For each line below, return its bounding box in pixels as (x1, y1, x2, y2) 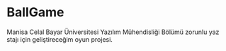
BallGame (6, 4, 64, 21)
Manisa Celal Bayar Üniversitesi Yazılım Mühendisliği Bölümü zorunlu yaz (6, 28, 220, 36)
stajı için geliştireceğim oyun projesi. (6, 35, 113, 43)
